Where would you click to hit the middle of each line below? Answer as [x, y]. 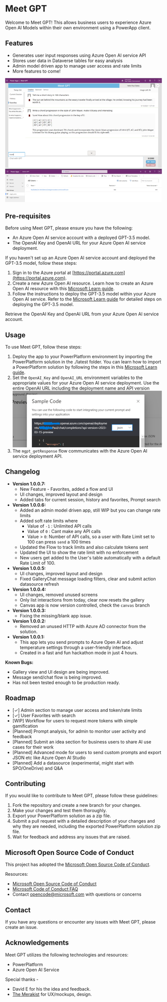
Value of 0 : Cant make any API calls [64, 531]
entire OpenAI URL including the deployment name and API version [81, 388]
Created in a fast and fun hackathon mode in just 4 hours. [79, 653]
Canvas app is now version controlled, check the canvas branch [85, 605]
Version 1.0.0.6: [29, 505]
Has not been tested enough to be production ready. [66, 682]
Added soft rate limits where [49, 521]
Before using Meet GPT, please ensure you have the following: [69, 228]
